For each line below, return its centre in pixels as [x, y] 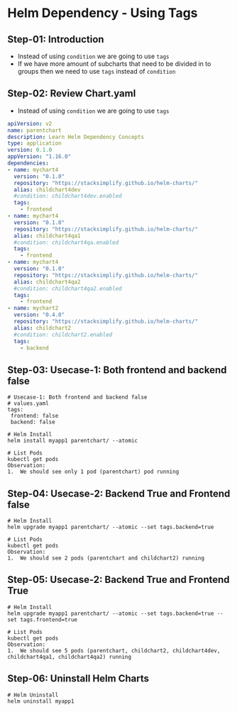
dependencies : [28, 163]
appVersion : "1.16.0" [39, 157]
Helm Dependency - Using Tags [103, 13]
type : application [34, 143]
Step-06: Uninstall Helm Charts [78, 679]
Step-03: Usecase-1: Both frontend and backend [117, 370]
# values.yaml [28, 404]
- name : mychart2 [33, 308]
